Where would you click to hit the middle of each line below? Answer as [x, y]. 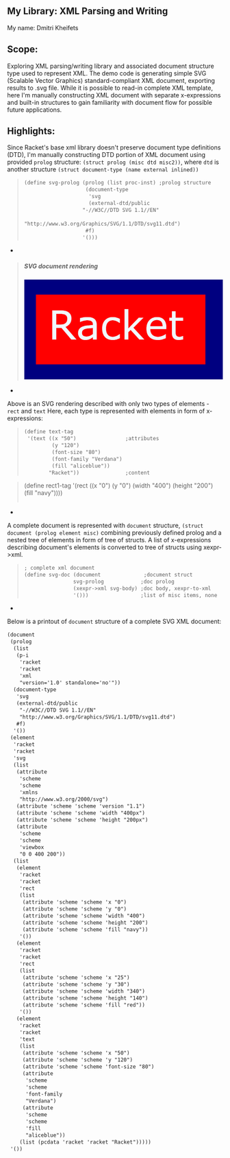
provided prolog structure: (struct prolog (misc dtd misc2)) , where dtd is [113, 162]
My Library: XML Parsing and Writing [88, 11]
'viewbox [32, 847]
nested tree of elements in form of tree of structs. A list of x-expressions [109, 540]
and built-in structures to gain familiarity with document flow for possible [110, 102]
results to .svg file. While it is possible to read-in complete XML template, [110, 88]
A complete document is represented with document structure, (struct [105, 526]
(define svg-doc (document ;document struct [108, 575]
